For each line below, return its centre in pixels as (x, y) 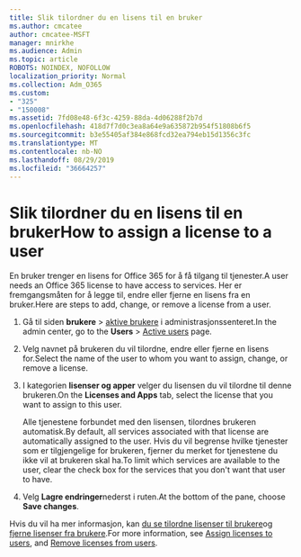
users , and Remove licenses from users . (84, 543)
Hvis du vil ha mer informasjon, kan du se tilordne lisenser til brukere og (141, 524)
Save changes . (50, 507)
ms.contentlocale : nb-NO (56, 151)
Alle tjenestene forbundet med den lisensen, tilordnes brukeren (139, 422)
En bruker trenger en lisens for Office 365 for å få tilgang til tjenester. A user (149, 276)
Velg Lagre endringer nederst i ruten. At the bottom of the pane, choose (154, 497)
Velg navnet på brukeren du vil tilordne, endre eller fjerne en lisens (146, 349)
